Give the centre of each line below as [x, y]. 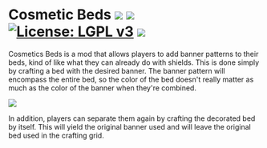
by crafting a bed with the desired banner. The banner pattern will [117, 70]
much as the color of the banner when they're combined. [102, 88]
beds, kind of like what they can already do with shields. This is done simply [134, 62]
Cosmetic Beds [60, 15]
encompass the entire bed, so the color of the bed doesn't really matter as [131, 79]
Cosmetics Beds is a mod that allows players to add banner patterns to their [133, 54]
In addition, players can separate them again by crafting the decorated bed [132, 118]
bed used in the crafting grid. [56, 135]
